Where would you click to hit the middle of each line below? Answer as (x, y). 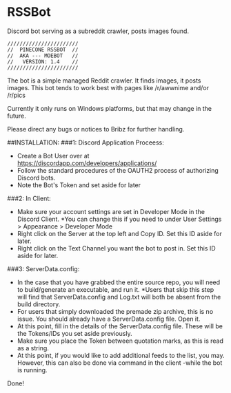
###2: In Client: (29, 198)
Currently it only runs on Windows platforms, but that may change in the (110, 108)
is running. (32, 370)
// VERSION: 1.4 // (43, 62)
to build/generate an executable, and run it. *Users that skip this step (115, 289)
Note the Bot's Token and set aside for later (79, 185)
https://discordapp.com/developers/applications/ (87, 163)
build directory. (39, 304)
